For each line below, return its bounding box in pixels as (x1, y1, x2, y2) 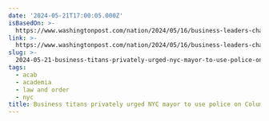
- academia (15, 78, 52, 86)
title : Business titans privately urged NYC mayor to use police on (8, 100, 242, 108)
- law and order (15, 85, 70, 94)
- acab (15, 71, 38, 79)
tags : (8, 64, 26, 72)
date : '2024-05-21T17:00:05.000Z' (8, 11, 124, 20)
